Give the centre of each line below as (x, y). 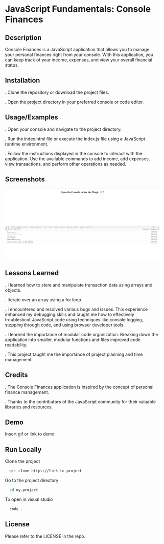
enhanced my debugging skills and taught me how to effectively (70, 314)
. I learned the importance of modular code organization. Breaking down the (82, 334)
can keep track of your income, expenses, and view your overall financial (79, 60)
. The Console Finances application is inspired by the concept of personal (79, 387)
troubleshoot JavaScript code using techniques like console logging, (74, 319)
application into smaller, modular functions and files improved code (73, 340)
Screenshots (25, 180)
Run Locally (23, 449)
